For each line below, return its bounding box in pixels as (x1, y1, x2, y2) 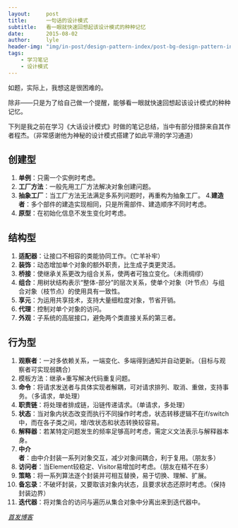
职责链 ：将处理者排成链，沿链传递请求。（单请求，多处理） (18, 401, 189, 409)
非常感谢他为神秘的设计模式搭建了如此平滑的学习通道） (35, 131, 197, 139)
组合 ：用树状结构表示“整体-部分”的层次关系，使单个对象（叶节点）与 (18, 278, 219, 287)
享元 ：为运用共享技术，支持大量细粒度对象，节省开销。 (18, 296, 179, 305)
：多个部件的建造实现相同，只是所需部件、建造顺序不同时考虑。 (24, 200, 210, 209)
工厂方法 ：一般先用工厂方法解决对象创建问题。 (18, 182, 155, 191)
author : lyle (8, 37, 59, 44)
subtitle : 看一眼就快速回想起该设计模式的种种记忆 (8, 23, 146, 30)
